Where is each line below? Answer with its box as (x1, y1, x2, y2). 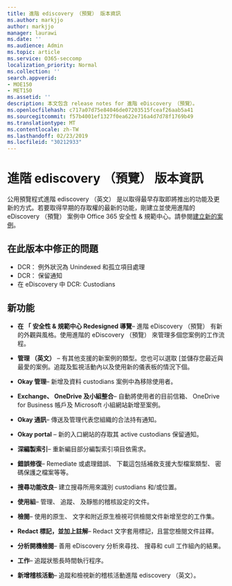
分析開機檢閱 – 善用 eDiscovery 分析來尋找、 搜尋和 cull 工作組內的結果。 (17, 541, 225, 550)
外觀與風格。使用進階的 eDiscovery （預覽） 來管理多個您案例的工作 (23, 330, 219, 339)
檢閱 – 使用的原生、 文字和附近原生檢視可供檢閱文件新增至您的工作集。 (17, 512, 218, 520)
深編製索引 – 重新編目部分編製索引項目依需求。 (17, 444, 150, 453)
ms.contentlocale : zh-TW (7, 126, 79, 133)
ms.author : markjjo (7, 17, 64, 24)
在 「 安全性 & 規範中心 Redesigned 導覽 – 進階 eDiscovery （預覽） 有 (17, 322, 217, 330)
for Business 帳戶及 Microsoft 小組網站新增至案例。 (17, 401, 164, 409)
